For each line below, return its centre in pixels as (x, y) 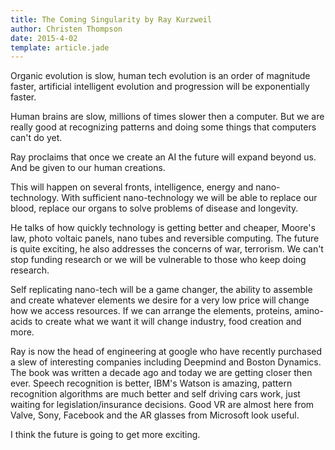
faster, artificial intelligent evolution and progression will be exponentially (160, 87)
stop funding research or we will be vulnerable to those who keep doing (158, 260)
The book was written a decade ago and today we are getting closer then (161, 373)
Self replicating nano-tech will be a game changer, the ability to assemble (161, 290)
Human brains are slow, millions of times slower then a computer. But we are (167, 117)
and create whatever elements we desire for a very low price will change (160, 300)
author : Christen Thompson (66, 29)
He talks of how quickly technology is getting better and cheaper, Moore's (163, 228)
